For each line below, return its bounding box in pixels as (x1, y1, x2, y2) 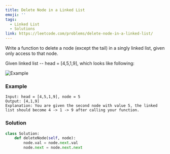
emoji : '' (5, 12, 26, 17)
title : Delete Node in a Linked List (5, 7, 85, 13)
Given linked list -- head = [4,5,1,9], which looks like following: (5, 60, 134, 66)
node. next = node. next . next (23, 145, 83, 150)
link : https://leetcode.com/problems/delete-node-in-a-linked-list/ (5, 31, 153, 36)
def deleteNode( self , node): (14, 136, 76, 141)
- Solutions (10, 26, 36, 32)
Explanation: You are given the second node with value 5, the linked (5, 103, 158, 108)
